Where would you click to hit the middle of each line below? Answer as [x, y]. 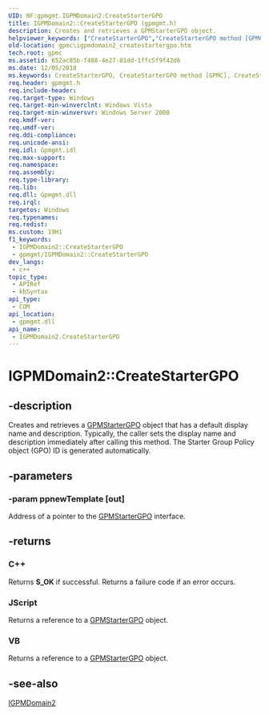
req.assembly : [32, 173]
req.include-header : [43, 90]
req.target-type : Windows [51, 98]
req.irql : [25, 202]
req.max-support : [37, 157]
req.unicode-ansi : [39, 142]
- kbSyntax [30, 292]
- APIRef [26, 284]
